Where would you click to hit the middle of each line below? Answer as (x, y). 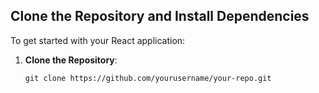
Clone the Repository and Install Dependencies (160, 16)
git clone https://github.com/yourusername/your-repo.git (148, 78)
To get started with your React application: (98, 40)
